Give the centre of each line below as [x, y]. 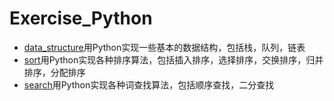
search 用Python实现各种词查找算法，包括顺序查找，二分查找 [149, 84]
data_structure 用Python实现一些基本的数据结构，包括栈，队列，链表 [164, 47]
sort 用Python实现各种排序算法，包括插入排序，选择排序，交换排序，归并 [173, 59]
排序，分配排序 [54, 72]
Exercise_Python [81, 18]
